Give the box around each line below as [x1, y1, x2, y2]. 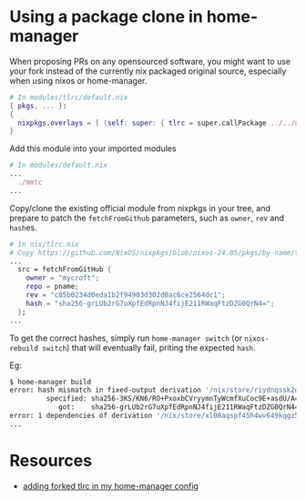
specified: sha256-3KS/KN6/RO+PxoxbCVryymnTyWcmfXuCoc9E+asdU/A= [46, 394, 300, 403]
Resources [9, 451, 93, 471]
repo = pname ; [25, 282, 79, 291]
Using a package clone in [9, 6, 203, 27]
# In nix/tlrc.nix [9, 240, 79, 249]
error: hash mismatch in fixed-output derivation [9, 385, 202, 395]
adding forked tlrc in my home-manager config [22, 480, 199, 491]
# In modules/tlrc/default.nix [9, 93, 128, 102]
